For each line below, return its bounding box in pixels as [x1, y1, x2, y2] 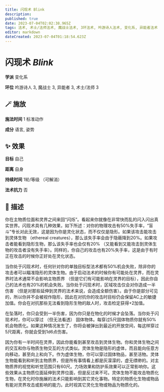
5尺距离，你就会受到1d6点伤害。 [5, 329, 71, 335]
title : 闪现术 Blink [5, 7, 45, 12]
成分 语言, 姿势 [5, 126, 35, 132]
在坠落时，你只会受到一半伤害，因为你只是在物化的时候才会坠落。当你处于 [5, 310, 155, 316]
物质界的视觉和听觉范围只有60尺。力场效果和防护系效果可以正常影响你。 [5, 364, 152, 370]
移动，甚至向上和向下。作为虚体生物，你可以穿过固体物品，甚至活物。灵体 [9, 351, 159, 357]
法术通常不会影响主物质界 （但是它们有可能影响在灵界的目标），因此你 [13, 276, 154, 282]
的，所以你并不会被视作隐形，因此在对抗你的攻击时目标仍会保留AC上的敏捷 [5, 294, 157, 300]
